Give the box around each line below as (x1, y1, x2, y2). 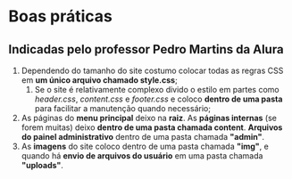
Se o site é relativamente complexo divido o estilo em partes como (34, 85, 279, 94)
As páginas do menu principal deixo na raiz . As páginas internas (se (21, 113, 278, 123)
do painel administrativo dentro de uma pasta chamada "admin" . (21, 132, 265, 142)
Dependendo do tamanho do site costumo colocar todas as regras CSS (21, 65, 284, 76)
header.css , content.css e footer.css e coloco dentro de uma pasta (34, 94, 283, 104)
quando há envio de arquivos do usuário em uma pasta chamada (21, 151, 263, 161)
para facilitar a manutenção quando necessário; (34, 103, 212, 113)
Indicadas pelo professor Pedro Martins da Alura (8, 42, 284, 57)
